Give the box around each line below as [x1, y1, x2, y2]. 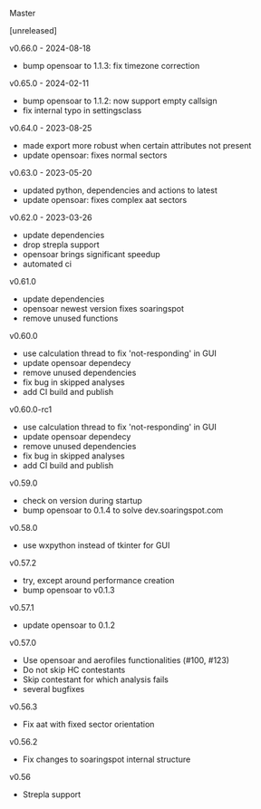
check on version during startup [22, 496, 143, 506]
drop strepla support [22, 239, 100, 250]
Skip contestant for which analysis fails [22, 674, 169, 685]
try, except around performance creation [22, 575, 175, 585]
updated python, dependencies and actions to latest [22, 185, 217, 196]
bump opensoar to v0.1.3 [22, 584, 115, 595]
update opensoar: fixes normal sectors [22, 149, 168, 160]
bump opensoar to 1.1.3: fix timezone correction [22, 61, 200, 71]
